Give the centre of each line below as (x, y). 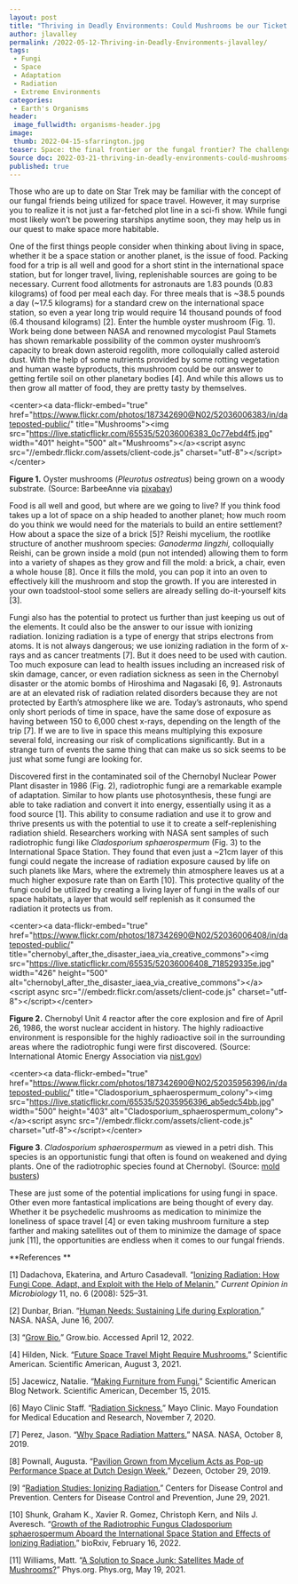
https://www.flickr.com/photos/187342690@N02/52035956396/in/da (160, 1083)
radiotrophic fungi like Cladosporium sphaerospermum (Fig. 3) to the (135, 843)
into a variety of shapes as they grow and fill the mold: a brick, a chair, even (147, 563)
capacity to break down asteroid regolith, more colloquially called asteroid (144, 350)
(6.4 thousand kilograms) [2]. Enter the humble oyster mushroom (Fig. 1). (142, 322)
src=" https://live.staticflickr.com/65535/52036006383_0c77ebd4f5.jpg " (141, 434)
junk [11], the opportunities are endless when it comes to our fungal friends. (147, 1240)
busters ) (24, 1176)
